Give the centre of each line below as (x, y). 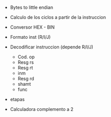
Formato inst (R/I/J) (30, 37)
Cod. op (26, 57)
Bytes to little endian (32, 7)
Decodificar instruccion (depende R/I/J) (51, 47)
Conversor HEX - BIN (32, 27)
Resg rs (26, 62)
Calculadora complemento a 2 (42, 109)
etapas (17, 99)
